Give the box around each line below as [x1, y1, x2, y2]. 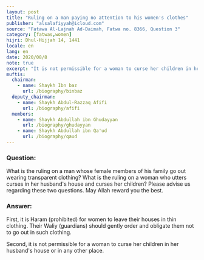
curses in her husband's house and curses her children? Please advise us [6, 180, 191, 188]
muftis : [6, 71, 26, 77]
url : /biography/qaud [22, 133, 78, 140]
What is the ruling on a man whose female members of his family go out [6, 167, 186, 175]
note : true [6, 60, 34, 66]
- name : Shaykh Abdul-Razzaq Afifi [17, 99, 107, 105]
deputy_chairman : [12, 94, 56, 100]
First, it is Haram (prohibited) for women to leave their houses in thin [6, 216, 177, 223]
